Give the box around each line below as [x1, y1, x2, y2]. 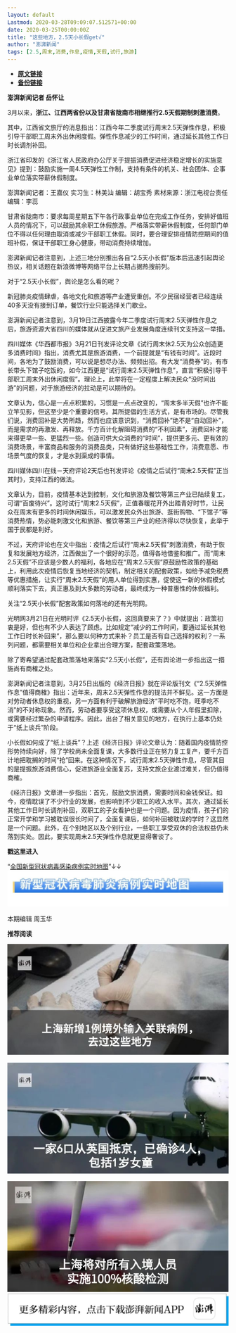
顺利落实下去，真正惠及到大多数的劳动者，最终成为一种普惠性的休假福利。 [7, 584, 223, 593]
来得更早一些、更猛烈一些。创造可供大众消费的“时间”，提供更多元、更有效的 [7, 434, 228, 442]
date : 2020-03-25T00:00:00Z [7, 26, 90, 33]
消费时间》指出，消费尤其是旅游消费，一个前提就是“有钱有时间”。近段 [13, 348, 216, 357]
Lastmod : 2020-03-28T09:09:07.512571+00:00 [7, 18, 137, 26]
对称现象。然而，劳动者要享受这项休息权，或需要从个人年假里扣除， [28, 706, 226, 714]
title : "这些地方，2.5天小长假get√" [7, 34, 105, 41]
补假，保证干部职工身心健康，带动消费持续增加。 [13, 239, 155, 246]
